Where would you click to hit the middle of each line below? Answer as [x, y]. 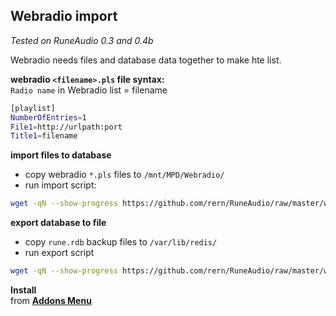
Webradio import [64, 16]
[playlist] [33, 108]
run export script [59, 253]
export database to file [58, 223]
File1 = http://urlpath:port [66, 127]
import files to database [61, 155]
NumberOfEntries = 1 [48, 117]
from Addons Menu [51, 301]
